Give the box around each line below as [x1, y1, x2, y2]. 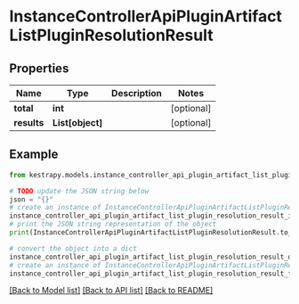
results [13, 117, 44, 128]
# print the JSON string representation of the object [9, 220, 217, 229]
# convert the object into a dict [9, 243, 138, 253]
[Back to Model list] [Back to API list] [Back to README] [9, 285, 214, 296]
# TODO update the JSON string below [9, 186, 149, 195]
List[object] [52, 117, 103, 128]
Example [9, 147, 59, 162]
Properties [9, 61, 69, 76]
